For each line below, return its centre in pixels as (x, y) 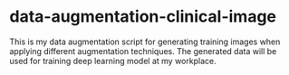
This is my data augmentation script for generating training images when (145, 42)
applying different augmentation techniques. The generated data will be (143, 51)
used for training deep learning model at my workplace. (113, 61)
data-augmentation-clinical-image (143, 17)
